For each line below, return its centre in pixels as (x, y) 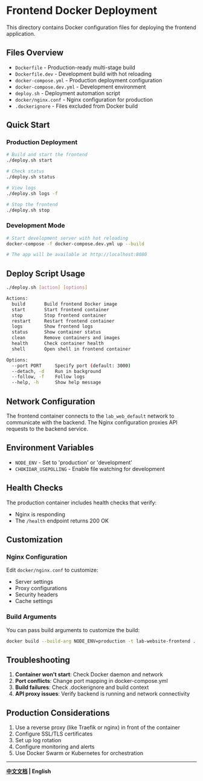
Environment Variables (50, 448)
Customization (35, 540)
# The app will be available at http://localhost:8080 (77, 255)
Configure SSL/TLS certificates (54, 734)
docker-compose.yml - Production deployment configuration (89, 80)
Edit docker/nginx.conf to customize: (52, 570)
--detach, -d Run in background (56, 371)
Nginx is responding (40, 514)
